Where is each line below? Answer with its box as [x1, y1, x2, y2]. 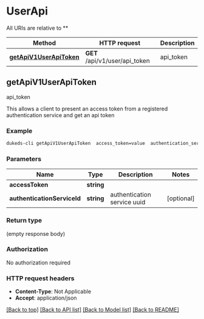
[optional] [166, 194, 195, 203]
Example [6, 126, 33, 135]
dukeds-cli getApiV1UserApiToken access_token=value [6, 141, 146, 147]
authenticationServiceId [9, 194, 81, 203]
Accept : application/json [15, 294, 77, 301]
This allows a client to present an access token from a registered [6, 105, 168, 112]
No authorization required [6, 259, 71, 266]
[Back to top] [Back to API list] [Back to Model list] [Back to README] [6, 306, 179, 314]
